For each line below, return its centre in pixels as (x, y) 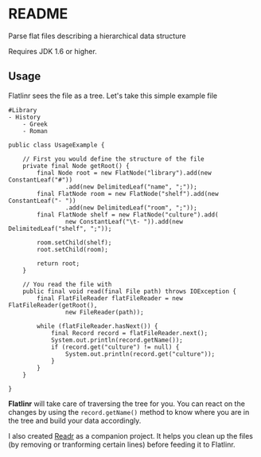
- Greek (35, 124)
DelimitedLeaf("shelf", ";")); (60, 228)
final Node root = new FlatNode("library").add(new (125, 173)
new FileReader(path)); (105, 312)
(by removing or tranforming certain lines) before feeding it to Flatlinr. (122, 444)
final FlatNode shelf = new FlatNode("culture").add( (128, 215)
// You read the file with (67, 284)
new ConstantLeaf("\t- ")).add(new (124, 221)
